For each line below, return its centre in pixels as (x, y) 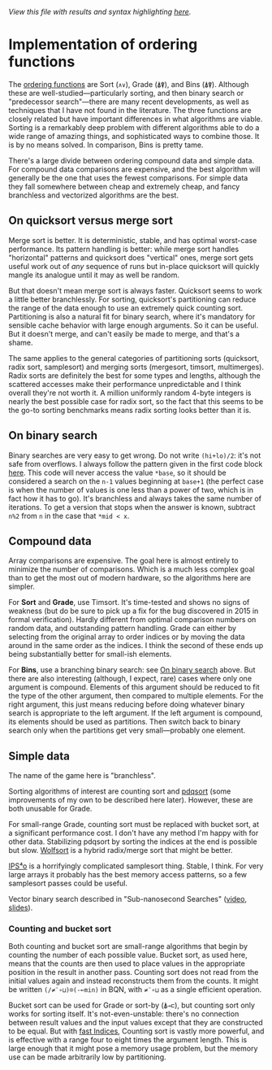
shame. (21, 342)
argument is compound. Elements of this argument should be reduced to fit (134, 687)
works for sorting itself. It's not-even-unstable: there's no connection (124, 1014)
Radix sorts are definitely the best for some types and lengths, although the (135, 375)
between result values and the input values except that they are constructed (136, 1023)
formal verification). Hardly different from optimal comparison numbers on (132, 620)
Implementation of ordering (103, 45)
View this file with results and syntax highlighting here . (100, 12)
